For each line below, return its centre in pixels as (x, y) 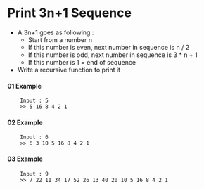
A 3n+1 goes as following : (56, 32)
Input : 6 (34, 137)
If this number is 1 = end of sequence (82, 62)
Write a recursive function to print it (69, 70)
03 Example (25, 159)
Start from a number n (60, 39)
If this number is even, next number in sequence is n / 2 (109, 47)
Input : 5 (34, 101)
